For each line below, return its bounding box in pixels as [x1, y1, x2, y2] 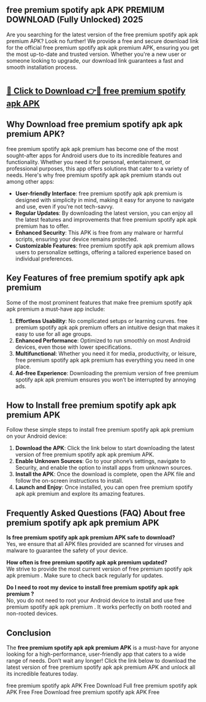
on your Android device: [6, 432, 67, 440]
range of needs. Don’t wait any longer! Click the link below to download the [6, 657, 196, 665]
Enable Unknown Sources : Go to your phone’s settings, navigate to [15, 458, 186, 465]
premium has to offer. [15, 222, 70, 230]
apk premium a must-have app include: [6, 305, 105, 313]
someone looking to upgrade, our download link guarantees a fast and [6, 57, 184, 64]
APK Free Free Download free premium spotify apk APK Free [6, 688, 160, 696]
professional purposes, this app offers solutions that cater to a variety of [6, 165, 189, 172]
